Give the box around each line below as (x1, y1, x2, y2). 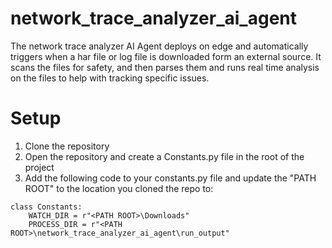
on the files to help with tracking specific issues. (10, 72, 210, 84)
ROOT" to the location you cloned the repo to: (24, 182, 214, 194)
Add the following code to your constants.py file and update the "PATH (24, 172, 317, 184)
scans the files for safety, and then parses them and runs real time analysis (10, 61, 320, 73)
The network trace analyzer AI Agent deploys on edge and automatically (10, 40, 309, 52)
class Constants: (10, 202, 83, 212)
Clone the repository (24, 140, 110, 152)
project (24, 161, 55, 173)
